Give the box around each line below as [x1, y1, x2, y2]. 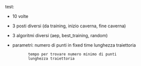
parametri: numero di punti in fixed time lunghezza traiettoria [12, 42, 136, 48]
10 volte [12, 13, 29, 19]
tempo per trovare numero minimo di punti [28, 52, 117, 57]
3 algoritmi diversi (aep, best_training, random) [12, 33, 108, 38]
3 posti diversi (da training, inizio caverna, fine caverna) [12, 23, 126, 29]
